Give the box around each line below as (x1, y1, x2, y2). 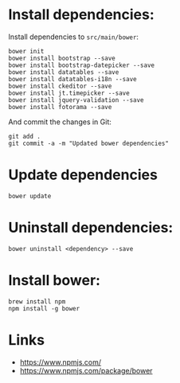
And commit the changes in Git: (8, 117, 112, 127)
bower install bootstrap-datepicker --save (8, 61, 155, 69)
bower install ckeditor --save (8, 82, 112, 90)
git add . (8, 132, 41, 140)
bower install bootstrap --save (8, 54, 115, 62)
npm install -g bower (8, 304, 80, 312)
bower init (8, 47, 45, 55)
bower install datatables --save (8, 68, 119, 76)
